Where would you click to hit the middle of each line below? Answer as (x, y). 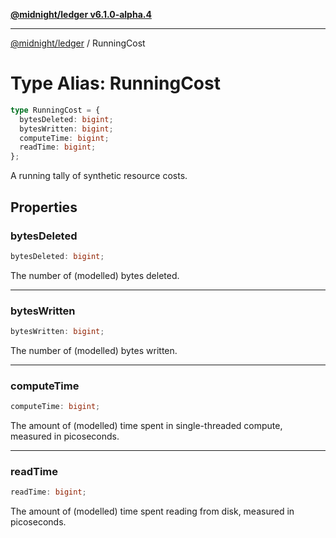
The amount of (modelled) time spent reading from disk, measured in (152, 511)
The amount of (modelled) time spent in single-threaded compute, (146, 426)
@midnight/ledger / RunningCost (78, 43)
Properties (44, 207)
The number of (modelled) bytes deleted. (95, 275)
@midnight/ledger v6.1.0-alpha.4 (81, 14)
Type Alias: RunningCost (115, 83)
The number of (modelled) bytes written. (94, 350)
